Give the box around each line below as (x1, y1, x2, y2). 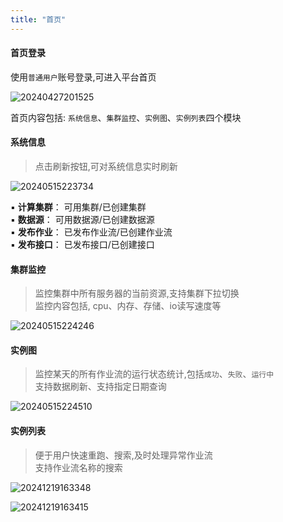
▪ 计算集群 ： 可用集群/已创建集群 (10, 201, 147, 213)
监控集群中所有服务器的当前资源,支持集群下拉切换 (34, 287, 240, 300)
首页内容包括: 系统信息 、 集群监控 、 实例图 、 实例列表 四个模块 (10, 111, 242, 123)
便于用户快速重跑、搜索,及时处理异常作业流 (34, 449, 213, 461)
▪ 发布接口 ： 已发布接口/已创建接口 (10, 239, 155, 251)
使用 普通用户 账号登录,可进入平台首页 (10, 71, 157, 83)
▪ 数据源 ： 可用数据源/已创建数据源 (10, 214, 155, 226)
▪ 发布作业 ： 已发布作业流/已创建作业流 (10, 226, 173, 238)
